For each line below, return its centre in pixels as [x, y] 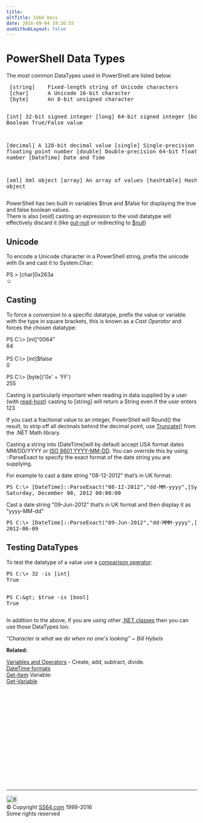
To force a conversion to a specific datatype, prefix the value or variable [96, 314]
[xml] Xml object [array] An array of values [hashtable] [94, 180]
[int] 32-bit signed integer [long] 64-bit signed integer [96, 117]
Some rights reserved [33, 813]
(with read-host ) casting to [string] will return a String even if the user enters [101, 401]
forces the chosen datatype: [41, 328]
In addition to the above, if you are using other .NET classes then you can [98, 620]
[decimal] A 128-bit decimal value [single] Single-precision [100, 146]
